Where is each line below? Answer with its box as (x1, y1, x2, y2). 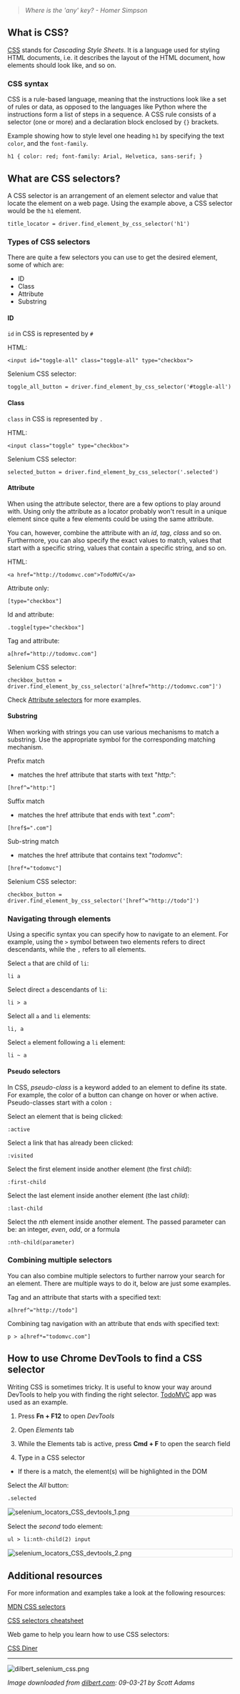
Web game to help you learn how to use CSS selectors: (7, 1630, 170, 1639)
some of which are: (7, 261, 64, 269)
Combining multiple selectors (7, 1255, 112, 1265)
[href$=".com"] (7, 824, 53, 832)
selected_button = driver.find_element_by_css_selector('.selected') (7, 468, 219, 476)
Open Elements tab (17, 1425, 74, 1434)
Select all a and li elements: (7, 1012, 91, 1020)
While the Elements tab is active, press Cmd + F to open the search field (17, 1439, 231, 1448)
